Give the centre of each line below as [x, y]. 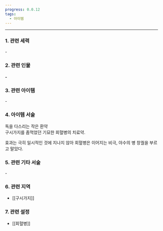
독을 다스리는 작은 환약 [26, 126]
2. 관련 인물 [18, 65]
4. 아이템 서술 [20, 115]
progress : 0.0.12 [23, 9]
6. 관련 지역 [18, 187]
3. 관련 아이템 [20, 91]
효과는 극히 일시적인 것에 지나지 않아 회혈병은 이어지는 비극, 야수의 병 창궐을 [77, 142]
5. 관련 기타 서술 [23, 162]
